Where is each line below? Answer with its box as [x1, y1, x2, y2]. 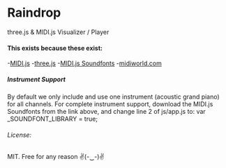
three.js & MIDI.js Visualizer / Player [7, 28, 110, 36]
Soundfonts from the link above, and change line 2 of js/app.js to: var [7, 108, 206, 116]
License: [7, 131, 32, 139]
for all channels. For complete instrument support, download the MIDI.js [7, 100, 213, 108]
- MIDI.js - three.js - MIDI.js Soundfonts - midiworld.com [7, 59, 162, 67]
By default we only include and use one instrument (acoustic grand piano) [7, 92, 220, 101]
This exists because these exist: [7, 44, 103, 52]
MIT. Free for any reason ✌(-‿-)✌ [7, 153, 105, 161]
